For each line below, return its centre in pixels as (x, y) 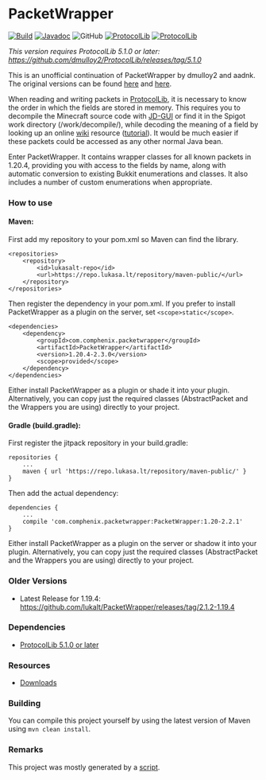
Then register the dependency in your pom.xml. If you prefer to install (122, 304)
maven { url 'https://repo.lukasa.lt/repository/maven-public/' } (135, 472)
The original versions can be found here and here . (90, 84)
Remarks (26, 750)
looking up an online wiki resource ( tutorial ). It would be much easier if (123, 133)
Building (25, 704)
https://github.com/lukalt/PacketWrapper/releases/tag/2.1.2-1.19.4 (127, 606)
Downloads (38, 683)
